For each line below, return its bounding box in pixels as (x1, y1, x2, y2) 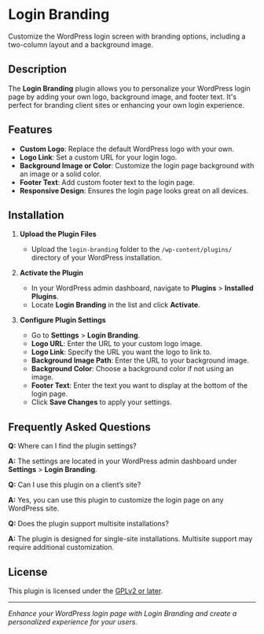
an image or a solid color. (19, 169, 102, 179)
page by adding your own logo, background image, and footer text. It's (8, 92, 237, 101)
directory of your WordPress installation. (31, 253, 163, 263)
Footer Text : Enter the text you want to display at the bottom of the (31, 381, 248, 390)
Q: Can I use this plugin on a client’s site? (8, 480, 141, 489)
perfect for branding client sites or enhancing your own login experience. (8, 100, 245, 109)
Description (8, 63, 67, 76)
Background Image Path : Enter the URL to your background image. (31, 356, 249, 365)
